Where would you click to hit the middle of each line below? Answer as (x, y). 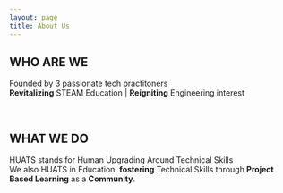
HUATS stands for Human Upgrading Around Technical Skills (121, 160)
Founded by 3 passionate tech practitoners (89, 84)
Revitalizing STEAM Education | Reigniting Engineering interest (127, 93)
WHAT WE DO (49, 138)
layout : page (34, 17)
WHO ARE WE (49, 62)
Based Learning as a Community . (73, 179)
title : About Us (39, 26)
